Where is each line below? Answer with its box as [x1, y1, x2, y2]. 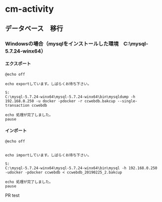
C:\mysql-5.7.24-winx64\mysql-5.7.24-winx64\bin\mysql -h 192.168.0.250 [5, 166, 158, 171]
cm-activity [5, 3, 54, 15]
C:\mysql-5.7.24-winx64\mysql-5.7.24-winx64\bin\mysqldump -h [5, 94, 135, 99]
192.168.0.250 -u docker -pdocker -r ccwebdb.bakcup [5, 98, 116, 104]
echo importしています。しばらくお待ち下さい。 [5, 152, 92, 158]
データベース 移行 [5, 24, 63, 32]
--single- [117, 98, 138, 104]
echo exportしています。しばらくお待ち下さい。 [5, 81, 92, 87]
